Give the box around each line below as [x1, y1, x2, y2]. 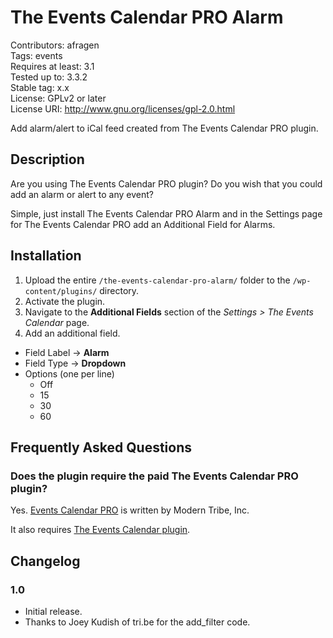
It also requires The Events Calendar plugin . [10, 524, 191, 536]
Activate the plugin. [24, 295, 106, 307]
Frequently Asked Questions [10, 439, 193, 456]
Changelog [10, 552, 81, 570]
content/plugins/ [24, 286, 98, 296]
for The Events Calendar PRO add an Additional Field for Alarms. [10, 218, 276, 230]
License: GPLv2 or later [10, 92, 107, 104]
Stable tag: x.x [10, 81, 70, 93]
